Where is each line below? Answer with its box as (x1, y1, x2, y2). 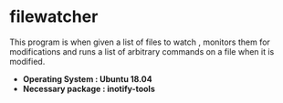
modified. (9, 56, 46, 67)
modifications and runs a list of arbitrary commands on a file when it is (9, 46, 275, 57)
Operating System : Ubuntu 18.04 (22, 73, 152, 84)
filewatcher (9, 6, 99, 27)
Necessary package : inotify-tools (22, 83, 155, 94)
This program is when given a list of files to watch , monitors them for (9, 36, 271, 47)
